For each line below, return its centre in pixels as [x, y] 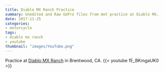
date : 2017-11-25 [23, 19]
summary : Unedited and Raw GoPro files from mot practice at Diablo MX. [82, 14]
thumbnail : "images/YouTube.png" [40, 46]
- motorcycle [19, 28]
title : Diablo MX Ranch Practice [40, 10]
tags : [11, 33]
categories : [17, 23]
